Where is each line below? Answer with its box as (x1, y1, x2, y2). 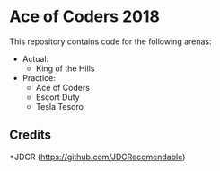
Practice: (22, 72, 57, 83)
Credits (9, 128, 52, 143)
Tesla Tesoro (35, 101, 84, 112)
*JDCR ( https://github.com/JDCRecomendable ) (9, 151, 186, 162)
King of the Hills (35, 63, 95, 74)
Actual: (22, 53, 49, 64)
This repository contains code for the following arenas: (9, 36, 213, 47)
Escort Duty (35, 92, 80, 103)
